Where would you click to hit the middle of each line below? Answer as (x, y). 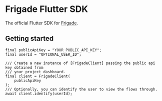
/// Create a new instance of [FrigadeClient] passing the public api (80, 63)
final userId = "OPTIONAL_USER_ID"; (43, 54)
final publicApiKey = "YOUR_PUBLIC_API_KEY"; (53, 50)
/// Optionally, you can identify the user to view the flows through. (81, 89)
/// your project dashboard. (35, 72)
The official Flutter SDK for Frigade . (42, 23)
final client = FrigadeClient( (38, 76)
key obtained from (24, 67)
